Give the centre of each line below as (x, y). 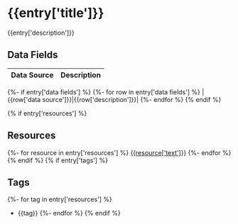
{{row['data (24, 99)
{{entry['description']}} (41, 33)
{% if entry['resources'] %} (47, 113)
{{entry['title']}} (56, 13)
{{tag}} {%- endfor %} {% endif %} (69, 213)
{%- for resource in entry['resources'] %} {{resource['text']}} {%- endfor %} (119, 152)
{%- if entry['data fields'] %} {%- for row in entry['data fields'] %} (104, 92)
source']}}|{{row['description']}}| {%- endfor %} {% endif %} (132, 99)
